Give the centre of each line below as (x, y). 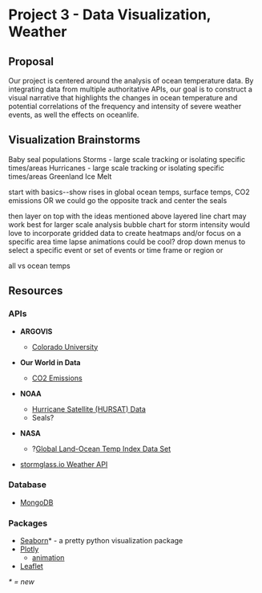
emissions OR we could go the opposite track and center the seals (118, 200)
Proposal (31, 61)
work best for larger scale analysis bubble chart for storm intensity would (129, 224)
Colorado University (65, 347)
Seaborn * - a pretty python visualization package (101, 541)
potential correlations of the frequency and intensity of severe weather (125, 106)
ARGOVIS (36, 331)
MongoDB (36, 502)
